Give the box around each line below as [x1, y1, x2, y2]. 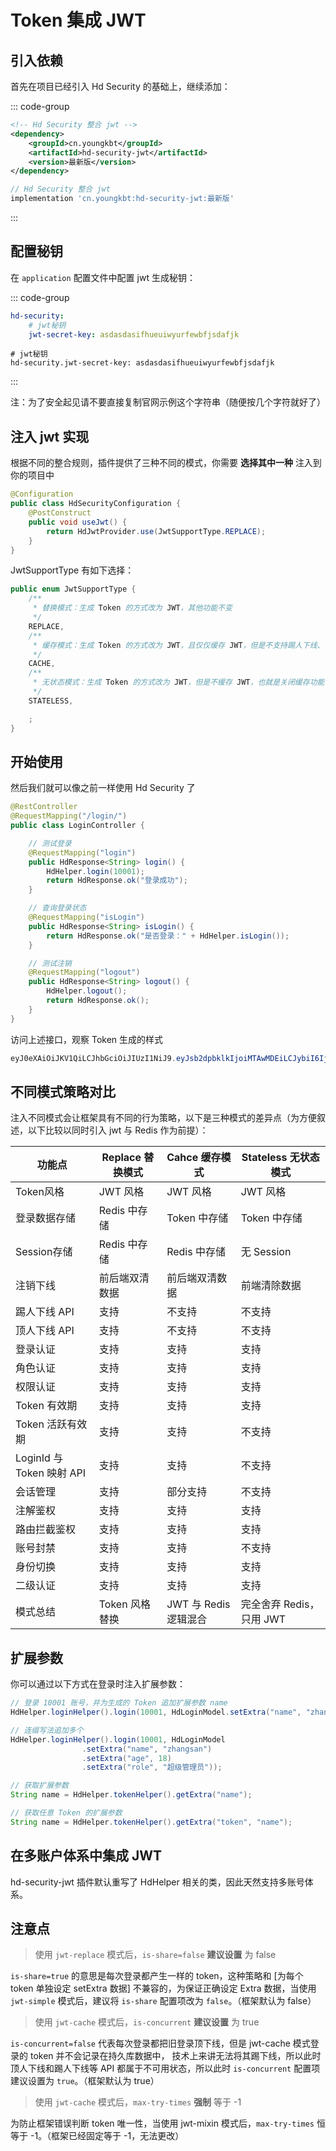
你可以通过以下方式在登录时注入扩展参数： [10, 1678, 186, 1690]
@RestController [10, 802, 78, 812]
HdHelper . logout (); [46, 986, 128, 996]
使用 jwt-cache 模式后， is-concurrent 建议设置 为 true [34, 2016, 260, 2028]
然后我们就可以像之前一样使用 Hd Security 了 [10, 782, 196, 794]
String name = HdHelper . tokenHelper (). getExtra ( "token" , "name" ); [10, 1817, 293, 1827]
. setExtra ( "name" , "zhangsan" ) [81, 1744, 213, 1754]
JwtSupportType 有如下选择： [10, 564, 135, 576]
